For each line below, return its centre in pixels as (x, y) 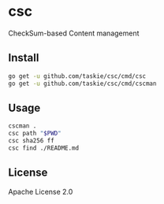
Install (24, 58)
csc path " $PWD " (35, 134)
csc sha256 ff (32, 141)
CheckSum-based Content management (74, 33)
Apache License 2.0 (41, 191)
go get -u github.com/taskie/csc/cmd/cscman (82, 83)
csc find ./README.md (44, 148)
